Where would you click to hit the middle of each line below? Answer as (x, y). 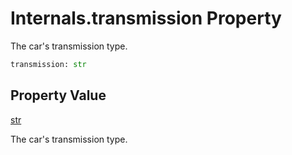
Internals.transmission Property (146, 18)
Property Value (58, 95)
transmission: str (48, 64)
